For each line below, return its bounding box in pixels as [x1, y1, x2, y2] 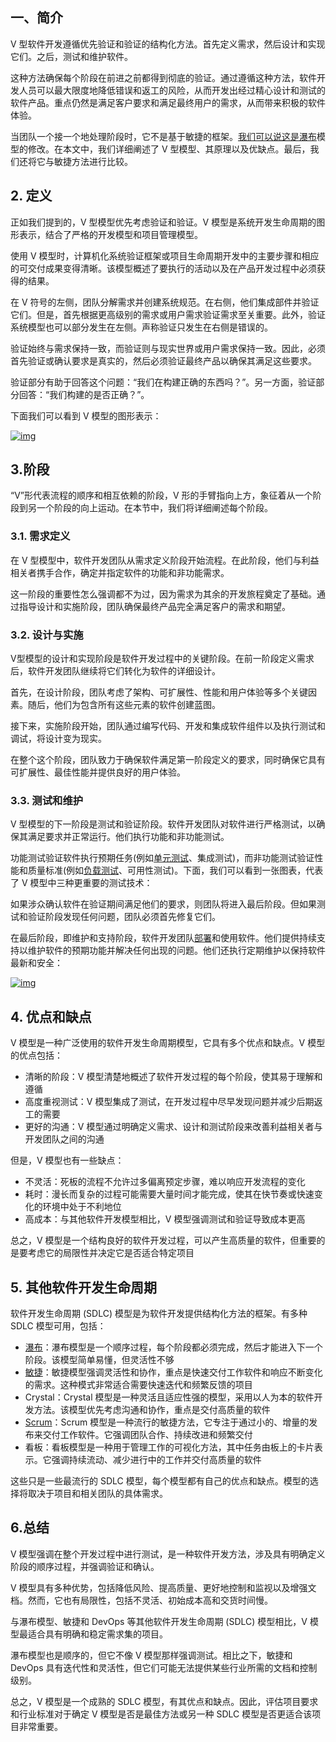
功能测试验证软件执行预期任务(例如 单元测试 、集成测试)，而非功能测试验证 [10, 852, 315, 864]
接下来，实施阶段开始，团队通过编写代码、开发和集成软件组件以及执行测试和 [10, 720, 326, 732]
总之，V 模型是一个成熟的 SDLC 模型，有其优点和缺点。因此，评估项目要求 [10, 1695, 319, 1707]
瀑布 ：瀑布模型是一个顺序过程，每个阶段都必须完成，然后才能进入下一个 [24, 1341, 323, 1353]
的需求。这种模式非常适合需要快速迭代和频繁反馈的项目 [24, 1378, 253, 1390]
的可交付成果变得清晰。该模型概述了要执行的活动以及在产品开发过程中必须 [10, 262, 317, 274]
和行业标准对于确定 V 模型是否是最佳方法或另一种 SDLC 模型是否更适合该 [10, 1708, 313, 1720]
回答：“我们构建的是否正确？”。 [18, 388, 150, 400]
